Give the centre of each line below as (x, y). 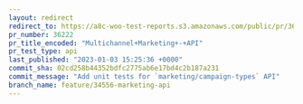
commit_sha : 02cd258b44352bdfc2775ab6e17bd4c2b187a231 (114, 69)
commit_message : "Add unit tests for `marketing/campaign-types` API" (144, 77)
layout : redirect (41, 18)
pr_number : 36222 (41, 34)
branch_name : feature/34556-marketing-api (90, 85)
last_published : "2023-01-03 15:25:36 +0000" (95, 60)
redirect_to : (33, 26)
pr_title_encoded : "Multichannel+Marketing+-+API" (106, 43)
